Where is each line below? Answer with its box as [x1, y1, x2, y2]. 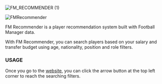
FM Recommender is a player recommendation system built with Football [5, 24, 155, 30]
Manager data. [5, 29, 35, 35]
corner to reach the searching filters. [5, 73, 81, 79]
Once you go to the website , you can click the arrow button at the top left [5, 68, 156, 74]
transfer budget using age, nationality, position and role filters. [5, 44, 133, 50]
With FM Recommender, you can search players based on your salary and [5, 39, 157, 45]
